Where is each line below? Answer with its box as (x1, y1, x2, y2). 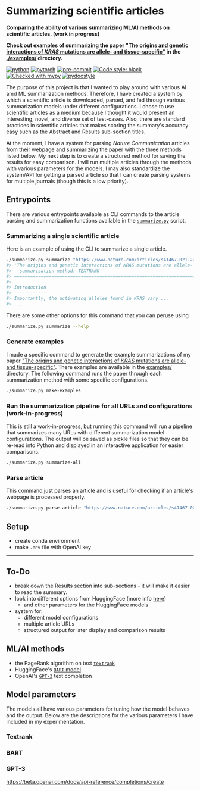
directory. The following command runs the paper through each (6, 370, 162, 377)
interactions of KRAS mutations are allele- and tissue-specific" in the (6, 48, 181, 55)
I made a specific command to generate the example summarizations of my (6, 351, 191, 358)
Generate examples (6, 337, 64, 346)
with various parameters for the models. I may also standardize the (6, 165, 170, 172)
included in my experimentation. (6, 718, 85, 725)
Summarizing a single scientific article (6, 232, 120, 240)
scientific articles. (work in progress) (6, 30, 100, 37)
